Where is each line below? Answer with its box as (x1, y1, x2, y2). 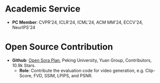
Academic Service (5, 3, 81, 14)
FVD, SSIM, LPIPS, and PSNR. (33, 72, 93, 78)
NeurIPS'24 (12, 24, 35, 30)
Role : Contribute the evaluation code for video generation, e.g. (19, 68, 144, 73)
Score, (19, 72, 33, 78)
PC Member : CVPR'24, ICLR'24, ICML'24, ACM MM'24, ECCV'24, (12, 19, 143, 25)
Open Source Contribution (5, 41, 113, 53)
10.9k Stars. (12, 62, 36, 68)
